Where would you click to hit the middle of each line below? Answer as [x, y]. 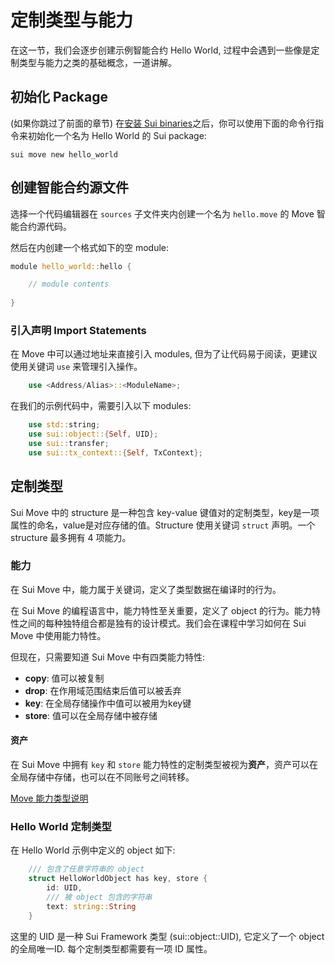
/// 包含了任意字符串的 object [86, 869]
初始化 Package [59, 97]
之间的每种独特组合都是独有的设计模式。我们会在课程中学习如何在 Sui [162, 623]
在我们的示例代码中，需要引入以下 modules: [101, 406]
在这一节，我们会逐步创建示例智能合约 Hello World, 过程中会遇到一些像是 [161, 50]
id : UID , [64, 888]
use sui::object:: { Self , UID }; [93, 434]
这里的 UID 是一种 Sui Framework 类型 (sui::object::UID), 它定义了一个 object [167, 936]
